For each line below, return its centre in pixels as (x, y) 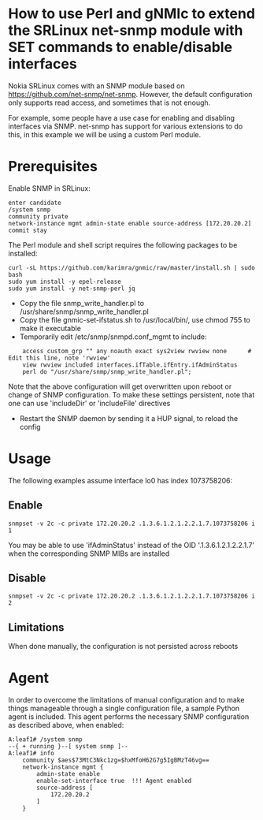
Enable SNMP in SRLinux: (49, 188)
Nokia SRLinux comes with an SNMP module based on (96, 86)
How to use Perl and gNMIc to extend (132, 14)
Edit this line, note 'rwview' (59, 358)
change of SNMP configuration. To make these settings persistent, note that (131, 394)
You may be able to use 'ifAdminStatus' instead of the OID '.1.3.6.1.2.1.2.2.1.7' (131, 545)
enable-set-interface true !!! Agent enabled (114, 781)
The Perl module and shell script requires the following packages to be (123, 244)
